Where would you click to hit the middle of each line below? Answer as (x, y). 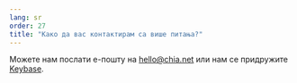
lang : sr (26, 17)
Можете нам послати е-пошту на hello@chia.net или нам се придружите (148, 60)
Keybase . (27, 69)
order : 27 (28, 26)
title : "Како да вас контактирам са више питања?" (106, 34)
